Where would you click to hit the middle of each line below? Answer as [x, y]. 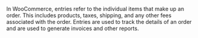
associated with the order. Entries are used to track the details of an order [99, 22]
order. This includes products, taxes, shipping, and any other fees [89, 15]
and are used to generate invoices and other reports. [73, 28]
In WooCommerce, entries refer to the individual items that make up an [95, 9]
